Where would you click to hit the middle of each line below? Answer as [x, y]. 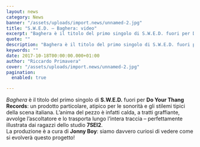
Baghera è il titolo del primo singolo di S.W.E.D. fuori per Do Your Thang [95, 100]
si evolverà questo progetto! [41, 138]
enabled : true [29, 78]
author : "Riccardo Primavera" [44, 61]
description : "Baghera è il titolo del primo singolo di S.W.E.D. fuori [98, 45]
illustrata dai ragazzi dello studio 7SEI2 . [54, 125]
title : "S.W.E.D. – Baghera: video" [51, 28]
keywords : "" [22, 50]
